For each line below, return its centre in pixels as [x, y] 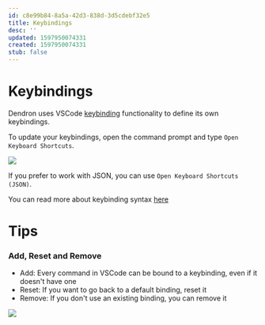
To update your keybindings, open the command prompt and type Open [123, 137]
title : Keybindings [40, 23]
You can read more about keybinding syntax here [88, 199]
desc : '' [23, 30]
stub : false [28, 52]
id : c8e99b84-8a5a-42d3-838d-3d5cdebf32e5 [79, 15]
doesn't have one [48, 282]
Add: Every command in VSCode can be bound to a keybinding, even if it [138, 273]
